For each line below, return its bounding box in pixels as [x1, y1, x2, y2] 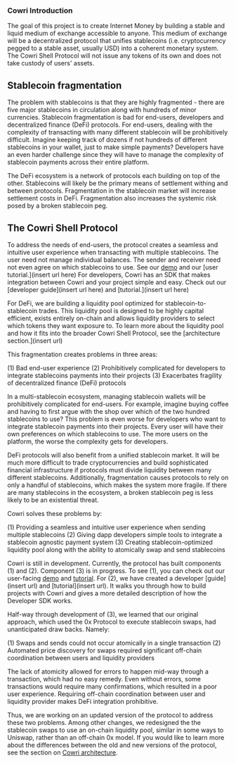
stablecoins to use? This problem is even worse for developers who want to [7, 415, 226, 423]
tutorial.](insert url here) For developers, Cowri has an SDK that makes [7, 270, 211, 279]
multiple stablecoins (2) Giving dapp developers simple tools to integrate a [7, 530, 223, 538]
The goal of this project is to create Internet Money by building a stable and [7, 22, 225, 30]
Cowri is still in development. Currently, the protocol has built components [7, 559, 222, 567]
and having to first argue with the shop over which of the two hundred [7, 407, 210, 415]
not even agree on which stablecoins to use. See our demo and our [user [7, 263, 218, 271]
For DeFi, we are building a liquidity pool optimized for [7, 298, 164, 308]
